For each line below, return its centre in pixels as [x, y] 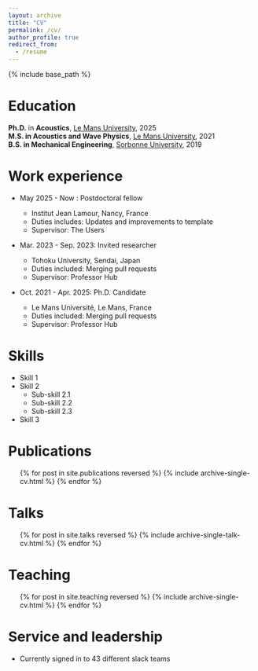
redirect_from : [33, 45]
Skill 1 [29, 377]
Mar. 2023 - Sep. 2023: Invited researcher [88, 245]
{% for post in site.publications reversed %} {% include [109, 473]
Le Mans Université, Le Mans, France [91, 307]
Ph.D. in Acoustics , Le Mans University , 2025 [82, 127]
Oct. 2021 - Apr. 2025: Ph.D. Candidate [83, 292]
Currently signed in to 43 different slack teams [95, 658]
